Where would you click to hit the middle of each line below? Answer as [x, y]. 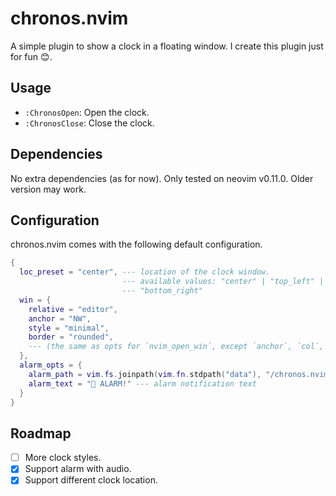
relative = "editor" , [73, 309]
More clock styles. [63, 458]
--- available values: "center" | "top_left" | [223, 282]
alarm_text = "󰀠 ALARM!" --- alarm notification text [142, 383]
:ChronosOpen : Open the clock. [87, 112]
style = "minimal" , [69, 328]
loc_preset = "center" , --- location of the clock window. [145, 272]
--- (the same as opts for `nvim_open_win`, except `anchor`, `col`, [176, 347]
